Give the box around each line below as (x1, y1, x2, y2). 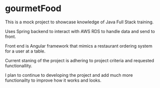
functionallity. (5, 63, 33, 69)
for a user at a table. (5, 48, 46, 54)
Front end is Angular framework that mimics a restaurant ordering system (5, 43, 153, 49)
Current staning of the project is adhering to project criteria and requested (5, 57, 155, 63)
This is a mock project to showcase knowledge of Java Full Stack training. (5, 19, 154, 25)
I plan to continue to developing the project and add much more (5, 72, 133, 78)
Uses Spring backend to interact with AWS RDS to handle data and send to (5, 28, 155, 34)
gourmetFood (5, 3, 62, 14)
